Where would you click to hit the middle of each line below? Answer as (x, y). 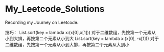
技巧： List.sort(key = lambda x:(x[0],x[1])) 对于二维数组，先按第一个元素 (78, 32)
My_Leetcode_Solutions (55, 9)
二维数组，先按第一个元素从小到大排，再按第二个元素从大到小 (67, 44)
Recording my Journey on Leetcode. (42, 22)
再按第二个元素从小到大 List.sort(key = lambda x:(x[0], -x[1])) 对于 (93, 38)
